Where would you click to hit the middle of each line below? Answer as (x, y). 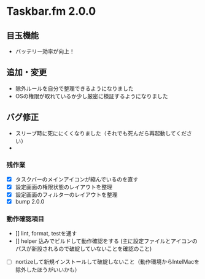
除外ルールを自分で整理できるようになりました (74, 88)
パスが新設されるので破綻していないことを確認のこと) (83, 249)
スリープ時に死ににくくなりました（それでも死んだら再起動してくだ (101, 133)
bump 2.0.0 (30, 202)
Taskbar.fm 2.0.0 (51, 11)
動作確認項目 (25, 219)
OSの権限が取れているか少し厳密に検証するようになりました (92, 96)
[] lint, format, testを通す (46, 234)
